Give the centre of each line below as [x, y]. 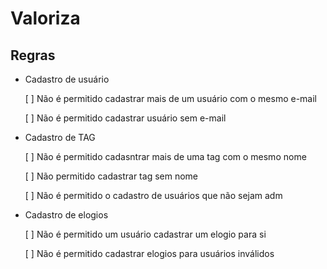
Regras [33, 55]
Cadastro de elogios [66, 215]
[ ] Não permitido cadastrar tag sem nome [111, 176]
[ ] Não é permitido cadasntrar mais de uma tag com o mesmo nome [165, 156]
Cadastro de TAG [60, 137]
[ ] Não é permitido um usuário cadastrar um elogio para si [145, 234]
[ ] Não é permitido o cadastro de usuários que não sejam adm [153, 195]
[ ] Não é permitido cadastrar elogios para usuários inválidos [149, 253]
